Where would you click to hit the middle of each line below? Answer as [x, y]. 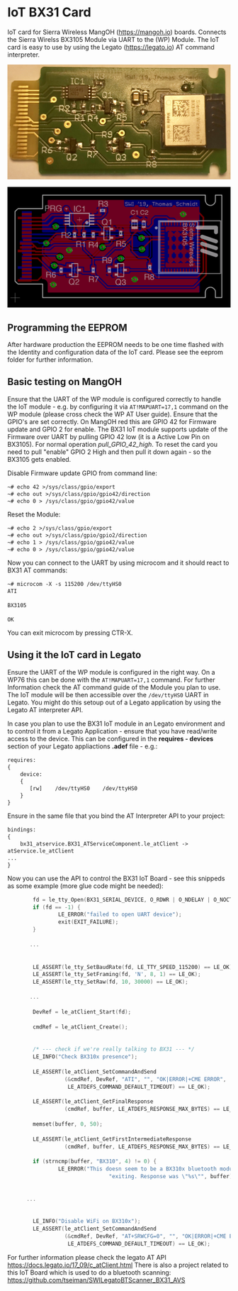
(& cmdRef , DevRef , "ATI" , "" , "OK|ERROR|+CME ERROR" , [145, 1079]
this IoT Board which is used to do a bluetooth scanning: [89, 1272]
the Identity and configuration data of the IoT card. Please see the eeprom [115, 353]
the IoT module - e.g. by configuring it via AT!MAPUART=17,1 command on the [118, 406]
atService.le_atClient [41, 851]
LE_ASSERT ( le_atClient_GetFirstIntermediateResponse [112, 1139]
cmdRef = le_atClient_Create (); [81, 1027]
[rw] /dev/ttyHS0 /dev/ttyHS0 [84, 788]
